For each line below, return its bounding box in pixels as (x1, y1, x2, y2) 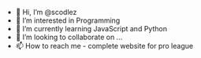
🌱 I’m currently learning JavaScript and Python (15, 24, 168, 33)
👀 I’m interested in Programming (15, 16, 121, 25)
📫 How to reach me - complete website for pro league (15, 42, 194, 50)
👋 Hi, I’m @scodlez (15, 8, 77, 16)
